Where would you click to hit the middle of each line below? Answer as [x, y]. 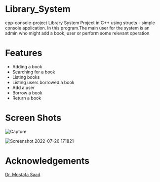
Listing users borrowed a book [43, 82]
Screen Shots [33, 118]
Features [24, 53]
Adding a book [27, 66]
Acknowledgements [47, 161]
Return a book [27, 98]
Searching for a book [34, 72]
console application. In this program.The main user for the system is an [77, 28]
